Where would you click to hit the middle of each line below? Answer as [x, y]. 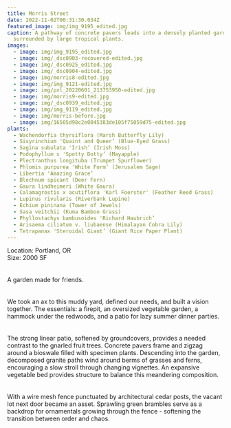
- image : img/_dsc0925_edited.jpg [63, 65]
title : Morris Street [38, 13]
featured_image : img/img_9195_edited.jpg [67, 26]
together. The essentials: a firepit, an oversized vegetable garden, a [103, 309]
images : [18, 45]
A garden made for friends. [45, 280]
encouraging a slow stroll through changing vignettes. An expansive [103, 367]
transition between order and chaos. [58, 419]
